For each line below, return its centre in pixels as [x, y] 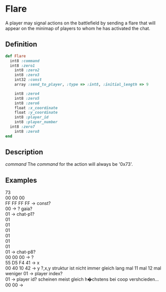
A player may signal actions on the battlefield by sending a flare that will [80, 23]
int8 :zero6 [27, 103]
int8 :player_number [36, 122]
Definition [21, 45]
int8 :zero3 [27, 75]
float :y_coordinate [36, 112]
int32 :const [28, 80]
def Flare [16, 56]
